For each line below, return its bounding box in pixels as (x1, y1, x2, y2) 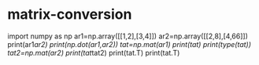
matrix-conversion (7, 5, 132, 23)
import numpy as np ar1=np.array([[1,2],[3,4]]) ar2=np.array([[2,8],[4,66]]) (7, 31, 249, 41)
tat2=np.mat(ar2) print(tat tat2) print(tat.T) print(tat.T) (7, 48, 180, 57)
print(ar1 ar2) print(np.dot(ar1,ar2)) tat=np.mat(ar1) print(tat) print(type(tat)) (7, 39, 252, 49)
